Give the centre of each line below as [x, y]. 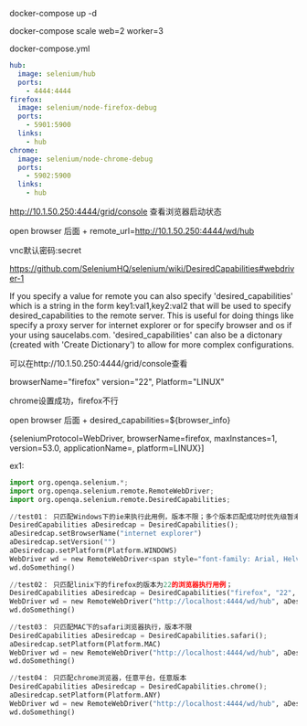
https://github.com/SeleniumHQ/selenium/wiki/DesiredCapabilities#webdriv [152, 268]
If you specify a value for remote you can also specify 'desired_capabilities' [152, 296]
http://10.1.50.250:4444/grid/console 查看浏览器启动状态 [116, 211]
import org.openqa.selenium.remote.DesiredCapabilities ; [120, 499]
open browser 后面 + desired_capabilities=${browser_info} [120, 420]
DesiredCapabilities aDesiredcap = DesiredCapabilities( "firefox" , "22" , [153, 593]
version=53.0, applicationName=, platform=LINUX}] [107, 448]
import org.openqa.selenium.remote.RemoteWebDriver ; [112, 491]
